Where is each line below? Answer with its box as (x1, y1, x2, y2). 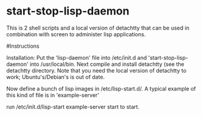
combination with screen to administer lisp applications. (6, 30, 146, 37)
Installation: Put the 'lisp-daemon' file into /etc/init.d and (6, 54, 147, 61)
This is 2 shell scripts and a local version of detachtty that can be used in (6, 24, 190, 31)
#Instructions (6, 42, 40, 50)
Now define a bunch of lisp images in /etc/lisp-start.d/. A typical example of (6, 85, 197, 92)
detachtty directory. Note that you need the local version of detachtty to (6, 66, 187, 74)
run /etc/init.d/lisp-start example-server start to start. (6, 103, 140, 110)
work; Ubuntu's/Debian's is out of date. (6, 73, 105, 80)
